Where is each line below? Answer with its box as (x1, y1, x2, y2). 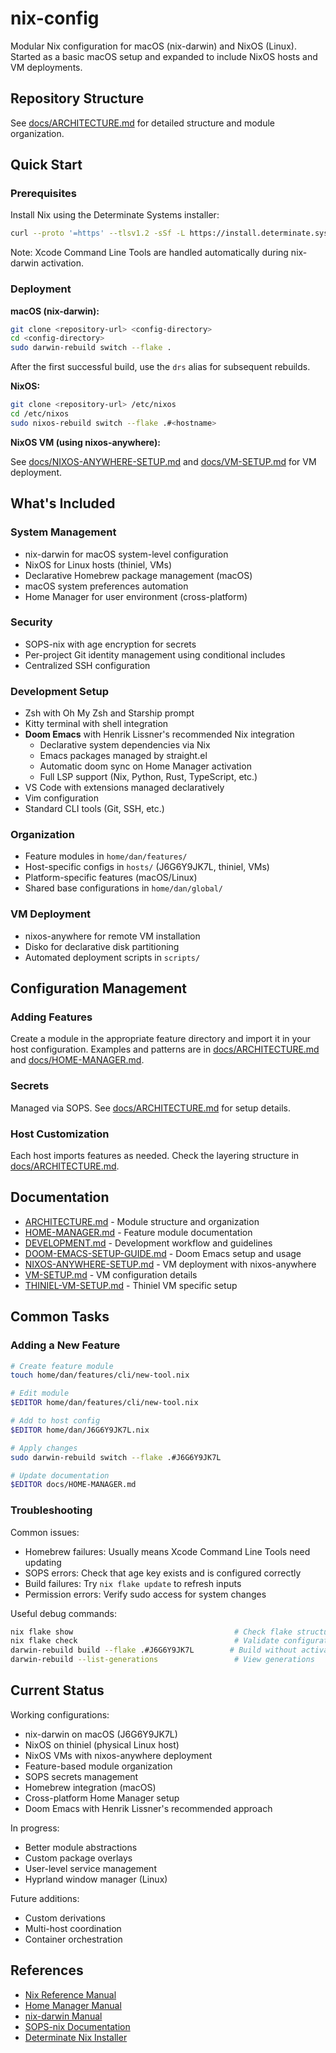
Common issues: (10, 1526, 80, 1538)
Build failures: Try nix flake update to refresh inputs (24, 1577, 242, 1589)
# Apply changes (10, 1443, 78, 1453)
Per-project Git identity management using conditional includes (24, 648, 286, 661)
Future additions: (10, 1892, 80, 1904)
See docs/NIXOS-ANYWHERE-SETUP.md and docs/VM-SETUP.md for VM (10, 455, 317, 467)
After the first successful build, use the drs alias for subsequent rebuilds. (10, 361, 311, 373)
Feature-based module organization (24, 1760, 173, 1772)
